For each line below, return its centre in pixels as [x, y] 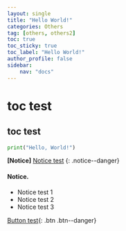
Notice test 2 [35, 199]
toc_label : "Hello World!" [46, 53]
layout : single [29, 14]
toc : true [21, 40]
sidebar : [20, 65]
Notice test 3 [35, 207]
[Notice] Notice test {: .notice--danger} [63, 161]
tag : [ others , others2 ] [42, 33]
